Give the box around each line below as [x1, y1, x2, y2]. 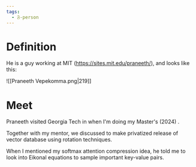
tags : [6, 8, 20, 15]
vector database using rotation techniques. [6, 136, 113, 143]
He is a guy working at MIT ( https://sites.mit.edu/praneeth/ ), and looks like [6, 60, 190, 67]
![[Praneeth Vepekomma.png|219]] [6, 78, 92, 85]
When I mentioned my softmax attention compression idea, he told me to [6, 147, 186, 155]
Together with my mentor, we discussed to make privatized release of [6, 129, 179, 137]
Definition [6, 40, 57, 54]
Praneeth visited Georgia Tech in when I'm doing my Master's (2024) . [6, 118, 180, 125]
